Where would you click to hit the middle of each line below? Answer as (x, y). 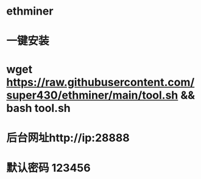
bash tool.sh (39, 108)
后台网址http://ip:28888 (68, 138)
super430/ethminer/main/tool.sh (92, 95)
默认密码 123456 (48, 168)
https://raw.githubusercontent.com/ (100, 82)
